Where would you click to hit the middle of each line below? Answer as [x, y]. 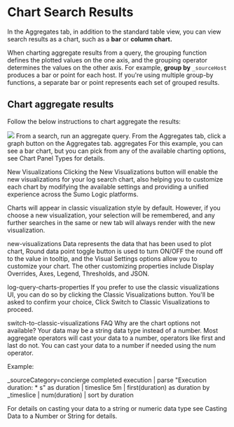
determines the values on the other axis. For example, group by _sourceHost [117, 67]
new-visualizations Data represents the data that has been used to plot [109, 243]
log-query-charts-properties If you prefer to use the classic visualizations [113, 287]
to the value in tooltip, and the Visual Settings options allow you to [102, 258]
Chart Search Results [70, 12]
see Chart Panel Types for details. [56, 158]
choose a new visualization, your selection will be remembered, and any [111, 215]
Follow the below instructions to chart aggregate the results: [94, 121]
